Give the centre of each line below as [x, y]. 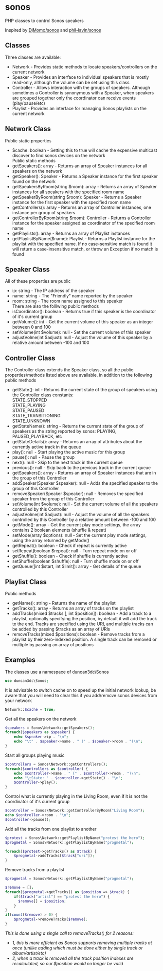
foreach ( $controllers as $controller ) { [47, 769]
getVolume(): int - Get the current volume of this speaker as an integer [82, 322]
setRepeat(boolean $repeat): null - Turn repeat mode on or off [74, 551]
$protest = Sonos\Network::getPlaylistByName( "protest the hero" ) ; [75, 838]
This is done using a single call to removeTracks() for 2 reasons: [69, 933]
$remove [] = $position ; [42, 901]
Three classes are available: [33, 57]
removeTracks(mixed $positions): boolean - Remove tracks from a [78, 634]
